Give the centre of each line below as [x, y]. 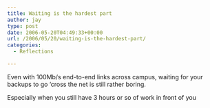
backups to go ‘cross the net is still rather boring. [77, 84]
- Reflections [33, 52]
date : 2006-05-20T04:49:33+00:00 [55, 32]
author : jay [24, 20]
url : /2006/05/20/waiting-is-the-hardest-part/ [77, 39]
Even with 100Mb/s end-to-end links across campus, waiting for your [105, 77]
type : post [23, 26]
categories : [24, 45]
